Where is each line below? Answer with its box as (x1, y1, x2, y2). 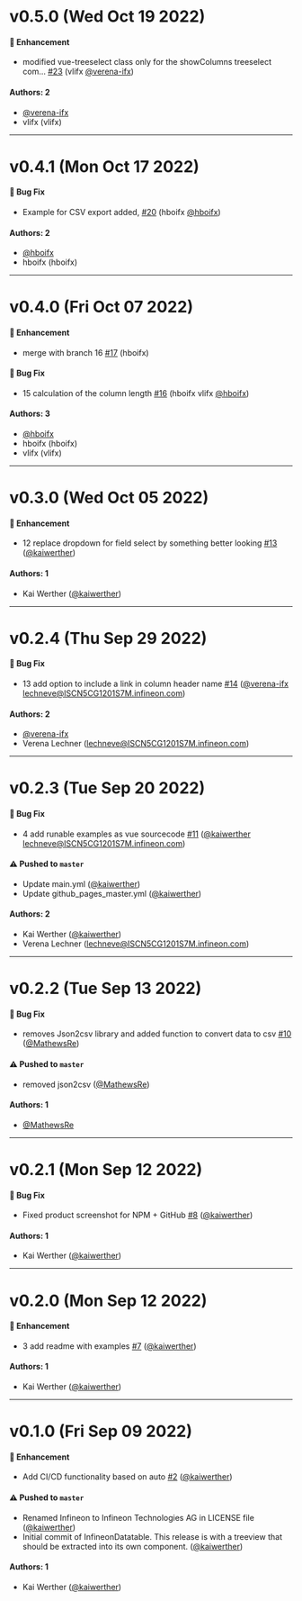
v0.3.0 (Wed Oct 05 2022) (9, 488, 209, 508)
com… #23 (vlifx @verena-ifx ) (22, 66, 135, 77)
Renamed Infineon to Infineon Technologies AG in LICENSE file (22, 1512, 254, 1523)
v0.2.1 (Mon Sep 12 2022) (9, 1159, 203, 1180)
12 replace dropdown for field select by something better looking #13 (22, 538, 278, 548)
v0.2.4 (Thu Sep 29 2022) (9, 628, 208, 648)
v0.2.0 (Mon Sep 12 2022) (9, 1290, 208, 1311)
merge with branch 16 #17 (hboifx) (22, 347, 150, 357)
